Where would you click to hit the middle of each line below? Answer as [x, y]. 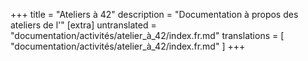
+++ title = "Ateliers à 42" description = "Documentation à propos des [154, 14]
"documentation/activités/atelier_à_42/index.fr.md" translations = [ [147, 35]
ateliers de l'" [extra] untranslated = [83, 25]
